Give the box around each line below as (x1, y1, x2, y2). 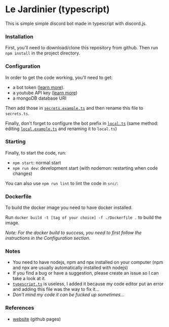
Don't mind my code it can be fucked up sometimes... (12, 291, 125, 298)
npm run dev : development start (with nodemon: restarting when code (12, 165, 158, 171)
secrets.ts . (5, 110, 29, 116)
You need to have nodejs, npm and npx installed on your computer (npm (12, 259, 163, 265)
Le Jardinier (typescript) (5, 4, 110, 15)
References (5, 304, 34, 311)
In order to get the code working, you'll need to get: (5, 74, 113, 80)
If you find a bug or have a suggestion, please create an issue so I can (12, 270, 159, 276)
